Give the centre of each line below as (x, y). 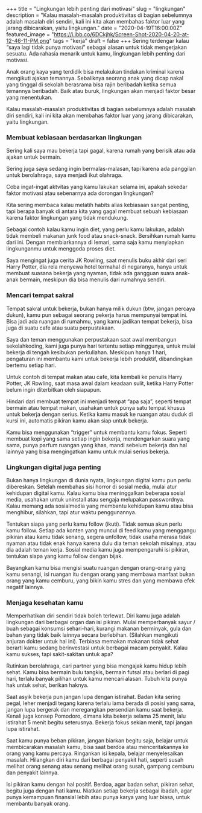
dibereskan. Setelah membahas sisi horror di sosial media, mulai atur (92, 486)
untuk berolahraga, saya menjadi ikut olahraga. (65, 175)
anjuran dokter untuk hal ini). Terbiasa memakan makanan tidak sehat (93, 642)
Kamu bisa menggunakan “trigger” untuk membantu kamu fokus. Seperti (96, 432)
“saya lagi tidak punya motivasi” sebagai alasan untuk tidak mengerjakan (96, 47)
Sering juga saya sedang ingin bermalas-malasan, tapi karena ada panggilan (101, 169)
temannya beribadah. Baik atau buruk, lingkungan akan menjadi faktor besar (101, 91)
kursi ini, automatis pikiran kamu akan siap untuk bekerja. (77, 420)
